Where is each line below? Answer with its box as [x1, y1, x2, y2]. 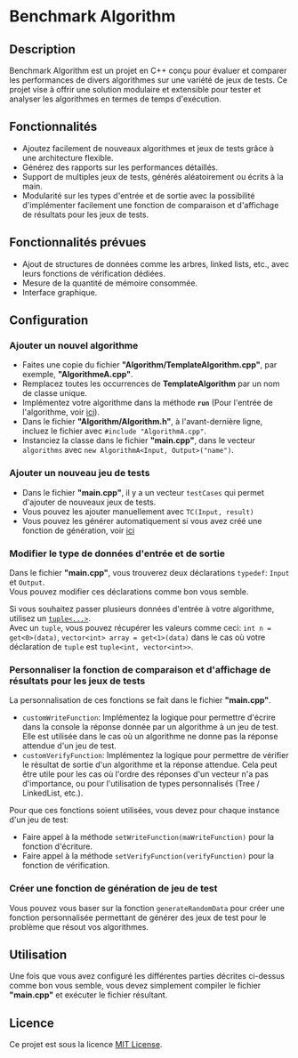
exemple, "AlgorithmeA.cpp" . [21, 369, 133, 380]
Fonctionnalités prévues [9, 235, 147, 250]
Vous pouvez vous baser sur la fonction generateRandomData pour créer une [9, 902, 285, 913]
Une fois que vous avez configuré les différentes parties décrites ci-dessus [9, 971, 286, 981]
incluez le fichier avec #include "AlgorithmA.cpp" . [21, 425, 207, 437]
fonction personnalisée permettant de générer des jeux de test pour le [9, 912, 267, 923]
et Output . [9, 577, 45, 587]
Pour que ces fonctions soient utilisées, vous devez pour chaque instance [9, 805, 280, 816]
